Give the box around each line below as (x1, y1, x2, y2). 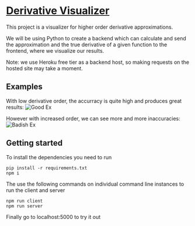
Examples (6, 82, 43, 92)
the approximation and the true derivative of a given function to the (6, 41, 168, 48)
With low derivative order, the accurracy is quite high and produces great (6, 97, 182, 104)
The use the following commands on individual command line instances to (6, 180, 184, 187)
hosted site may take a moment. (6, 64, 83, 71)
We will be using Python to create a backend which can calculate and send (6, 35, 186, 42)
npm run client (6, 198, 43, 204)
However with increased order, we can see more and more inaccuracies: (6, 115, 180, 122)
